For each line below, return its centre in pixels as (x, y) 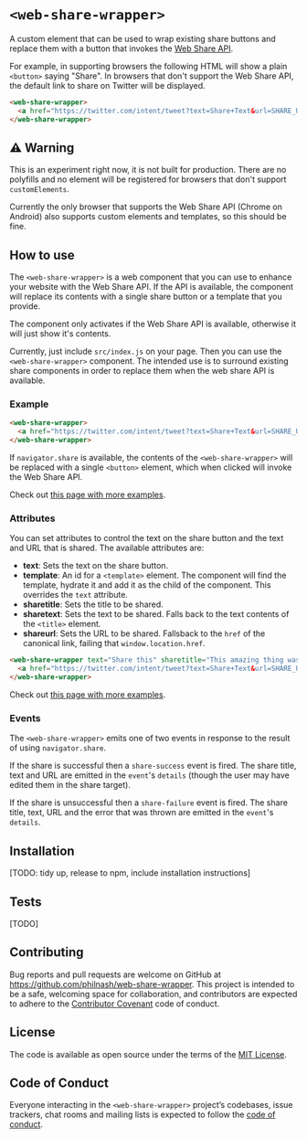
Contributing (47, 952)
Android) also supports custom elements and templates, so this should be (148, 217)
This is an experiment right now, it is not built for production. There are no (148, 170)
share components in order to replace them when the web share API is (142, 371)
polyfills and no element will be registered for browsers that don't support (148, 179)
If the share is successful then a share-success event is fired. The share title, (153, 766)
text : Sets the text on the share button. (95, 566)
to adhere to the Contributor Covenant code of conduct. (115, 1004)
